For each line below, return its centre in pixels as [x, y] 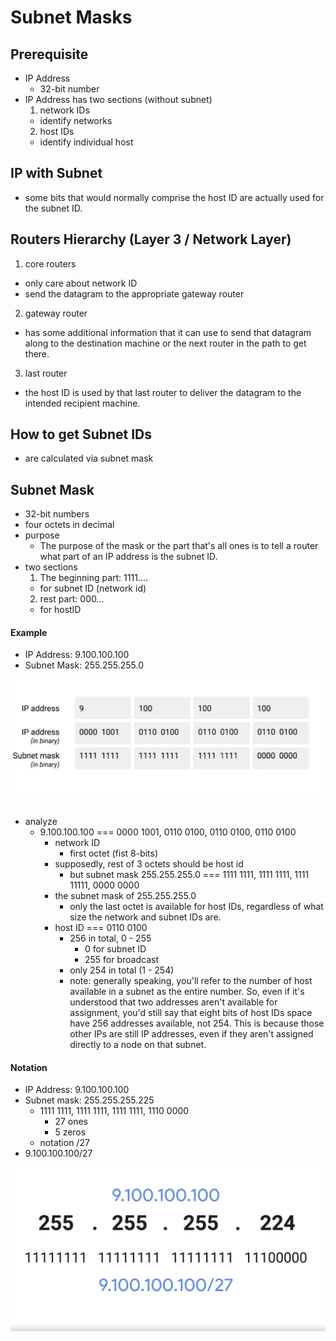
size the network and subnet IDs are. [145, 917]
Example [29, 632]
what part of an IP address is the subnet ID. [128, 557]
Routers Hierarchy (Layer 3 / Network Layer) [151, 239]
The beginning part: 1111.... [93, 578]
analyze [41, 822]
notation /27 [64, 1143]
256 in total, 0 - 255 [110, 938]
